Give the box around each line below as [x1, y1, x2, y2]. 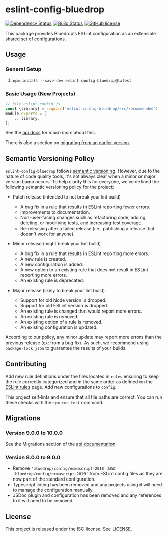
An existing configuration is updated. [20, 324, 98, 330]
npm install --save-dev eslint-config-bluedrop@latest [12, 78, 132, 83]
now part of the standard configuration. [12, 476, 96, 482]
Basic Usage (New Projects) [5, 90, 75, 97]
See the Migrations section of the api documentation [5, 441, 116, 447]
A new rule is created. [20, 256, 66, 262]
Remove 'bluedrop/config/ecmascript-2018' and [12, 465, 116, 471]
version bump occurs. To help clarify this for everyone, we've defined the [5, 179, 159, 185]
